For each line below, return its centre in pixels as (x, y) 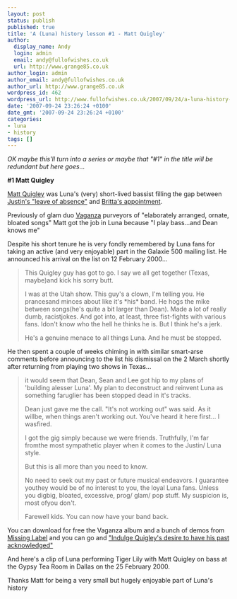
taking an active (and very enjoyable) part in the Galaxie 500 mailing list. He (117, 251)
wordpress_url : (30, 100)
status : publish (31, 21)
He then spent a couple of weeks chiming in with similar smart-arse (105, 352)
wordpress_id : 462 (34, 93)
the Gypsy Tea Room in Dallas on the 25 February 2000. (89, 566)
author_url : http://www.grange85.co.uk (66, 86)
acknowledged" (30, 545)
